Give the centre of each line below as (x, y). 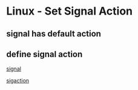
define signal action (44, 54)
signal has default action (54, 34)
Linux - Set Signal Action (70, 11)
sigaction (18, 81)
